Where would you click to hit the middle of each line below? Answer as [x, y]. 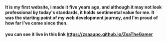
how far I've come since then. [37, 23]
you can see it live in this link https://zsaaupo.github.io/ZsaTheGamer [79, 34]
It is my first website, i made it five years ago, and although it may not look [83, 7]
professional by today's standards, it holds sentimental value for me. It [80, 12]
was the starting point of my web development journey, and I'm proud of [82, 17]
